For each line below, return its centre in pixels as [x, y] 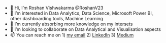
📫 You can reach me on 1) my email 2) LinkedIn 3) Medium [72, 35]
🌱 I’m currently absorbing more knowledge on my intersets [71, 24]
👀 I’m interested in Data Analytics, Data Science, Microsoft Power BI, [81, 13]
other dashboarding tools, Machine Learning [56, 18]
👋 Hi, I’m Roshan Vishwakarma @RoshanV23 [57, 8]
